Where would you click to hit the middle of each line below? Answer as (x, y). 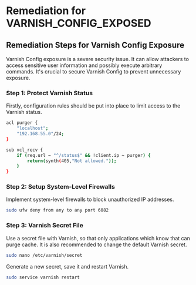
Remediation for (46, 11)
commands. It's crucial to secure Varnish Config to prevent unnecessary (94, 71)
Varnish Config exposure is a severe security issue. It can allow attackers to (98, 59)
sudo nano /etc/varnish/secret (44, 255)
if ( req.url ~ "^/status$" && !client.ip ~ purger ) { (84, 155)
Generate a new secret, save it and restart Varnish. (67, 266)
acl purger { (22, 123)
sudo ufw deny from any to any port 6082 (58, 210)
